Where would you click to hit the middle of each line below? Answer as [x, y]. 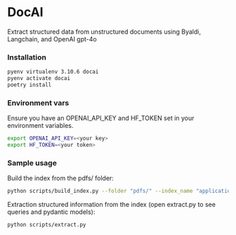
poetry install [29, 85]
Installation [27, 57]
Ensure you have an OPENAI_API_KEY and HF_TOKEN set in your [101, 118]
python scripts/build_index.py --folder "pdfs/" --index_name [100, 191]
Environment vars [38, 102]
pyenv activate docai [39, 79]
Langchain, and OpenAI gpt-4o [52, 39]
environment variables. [40, 126]
